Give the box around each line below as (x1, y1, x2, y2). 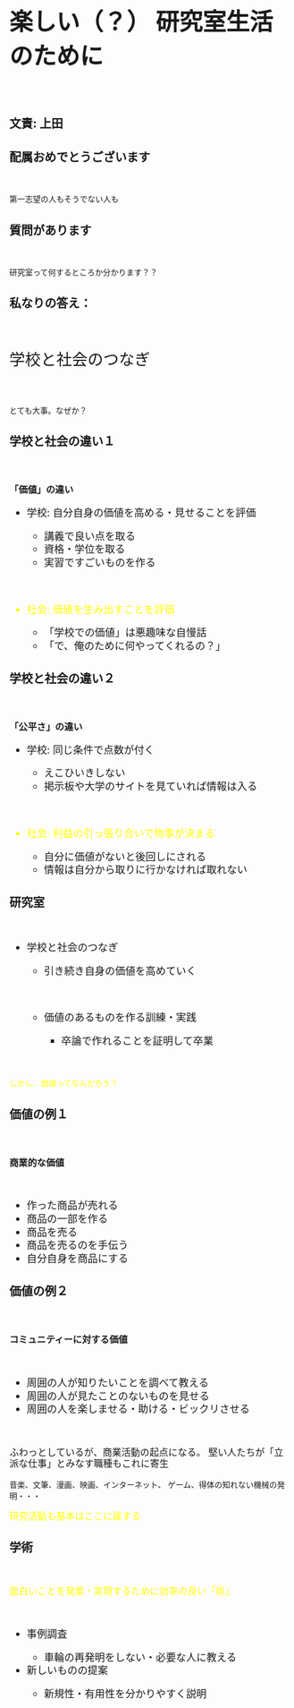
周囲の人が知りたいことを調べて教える (26, 1376, 210, 1389)
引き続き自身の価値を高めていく (43, 963, 197, 978)
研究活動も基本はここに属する (9, 1509, 141, 1522)
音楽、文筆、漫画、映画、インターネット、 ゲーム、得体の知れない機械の (9, 1480, 278, 1490)
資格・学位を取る (43, 542, 126, 556)
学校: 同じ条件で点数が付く (26, 743, 155, 756)
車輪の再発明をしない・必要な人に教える (43, 1650, 237, 1664)
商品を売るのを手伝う (26, 1238, 129, 1252)
